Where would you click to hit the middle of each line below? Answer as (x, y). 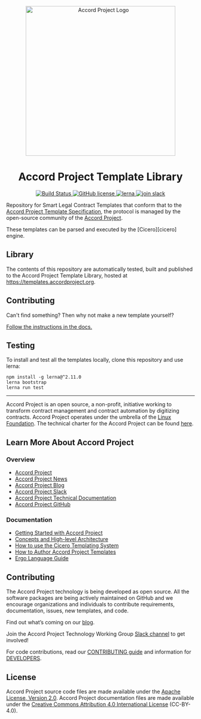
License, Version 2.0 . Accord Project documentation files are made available (100, 697)
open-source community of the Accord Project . (65, 217)
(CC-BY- (180, 704)
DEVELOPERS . (24, 658)
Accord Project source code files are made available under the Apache (93, 691)
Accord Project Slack (41, 492)
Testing (21, 345)
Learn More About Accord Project (70, 442)
